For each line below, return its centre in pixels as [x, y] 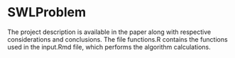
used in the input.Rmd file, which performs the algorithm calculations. [109, 47]
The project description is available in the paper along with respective [109, 32]
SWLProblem [47, 12]
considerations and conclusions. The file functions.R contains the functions [118, 39]
